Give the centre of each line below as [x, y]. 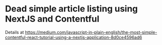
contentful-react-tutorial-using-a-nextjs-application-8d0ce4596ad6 [74, 37]
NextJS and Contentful [52, 19]
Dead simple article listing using [71, 9]
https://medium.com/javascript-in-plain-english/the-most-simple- [91, 32]
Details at [15, 32]
